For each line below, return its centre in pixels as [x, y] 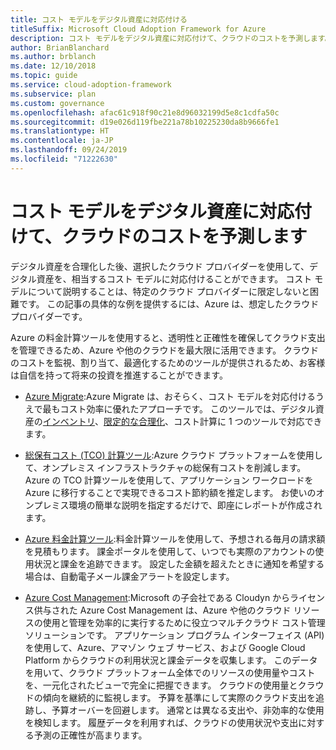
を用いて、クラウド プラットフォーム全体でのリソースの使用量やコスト [170, 672]
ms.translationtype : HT [60, 131]
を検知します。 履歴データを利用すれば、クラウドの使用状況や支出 [161, 722]
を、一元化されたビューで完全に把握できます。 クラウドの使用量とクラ [170, 685]
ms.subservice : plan [53, 94]
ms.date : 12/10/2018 [53, 66]
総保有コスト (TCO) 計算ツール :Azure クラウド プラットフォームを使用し [173, 455]
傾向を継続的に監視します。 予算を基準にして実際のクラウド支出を [179, 697]
